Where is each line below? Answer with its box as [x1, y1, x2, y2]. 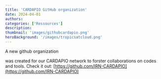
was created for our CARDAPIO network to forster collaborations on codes [5, 58, 157, 64]
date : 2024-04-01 [5, 12, 41, 17]
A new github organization [5, 48, 59, 54]
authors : [5, 16, 23, 21]
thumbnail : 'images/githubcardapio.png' [5, 30, 90, 35]
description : [5, 26, 32, 31]
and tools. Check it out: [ [5, 63, 55, 69]
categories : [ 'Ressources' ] [5, 21, 63, 26]
